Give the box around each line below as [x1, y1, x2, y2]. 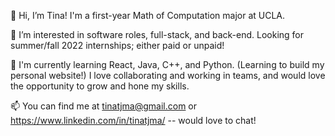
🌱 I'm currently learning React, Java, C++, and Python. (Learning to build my [10, 59, 325, 70]
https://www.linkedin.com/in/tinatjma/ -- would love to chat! [10, 115, 257, 126]
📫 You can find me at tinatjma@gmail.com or [10, 100, 198, 112]
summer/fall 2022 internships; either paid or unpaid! [10, 40, 225, 51]
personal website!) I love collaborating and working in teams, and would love [10, 70, 326, 81]
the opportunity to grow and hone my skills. [10, 80, 190, 92]
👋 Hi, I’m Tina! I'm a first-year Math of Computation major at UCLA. [10, 10, 286, 21]
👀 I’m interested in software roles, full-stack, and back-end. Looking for [10, 29, 305, 40]
